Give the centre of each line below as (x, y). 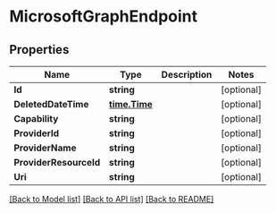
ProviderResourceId (57, 162)
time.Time (131, 104)
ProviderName (45, 148)
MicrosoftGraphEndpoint (104, 17)
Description (187, 75)
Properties (39, 50)
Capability (36, 119)
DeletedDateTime (51, 104)
